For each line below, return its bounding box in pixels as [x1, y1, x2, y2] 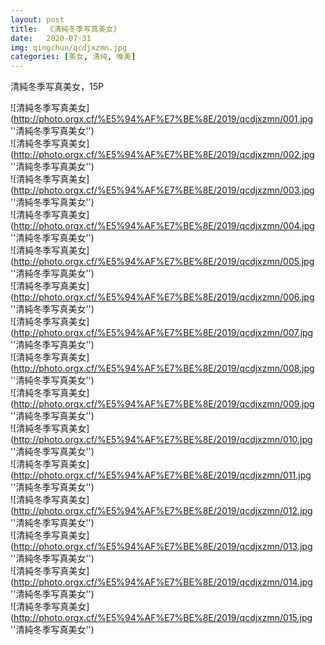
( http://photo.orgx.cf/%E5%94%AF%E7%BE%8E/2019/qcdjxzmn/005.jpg [10, 256, 315, 268]
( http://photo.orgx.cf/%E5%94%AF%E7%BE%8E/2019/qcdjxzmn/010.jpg [10, 434, 313, 446]
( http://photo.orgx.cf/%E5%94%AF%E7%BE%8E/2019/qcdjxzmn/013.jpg [10, 541, 313, 553]
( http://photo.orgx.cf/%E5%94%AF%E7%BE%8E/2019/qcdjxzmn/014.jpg [10, 576, 313, 588]
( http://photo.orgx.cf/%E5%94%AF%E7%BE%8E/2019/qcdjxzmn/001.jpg [10, 113, 313, 125]
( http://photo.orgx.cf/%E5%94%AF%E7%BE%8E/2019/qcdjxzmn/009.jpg [10, 398, 315, 410]
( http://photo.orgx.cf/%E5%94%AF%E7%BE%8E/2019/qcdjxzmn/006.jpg [10, 291, 315, 303]
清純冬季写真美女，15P [10, 81, 104, 93]
